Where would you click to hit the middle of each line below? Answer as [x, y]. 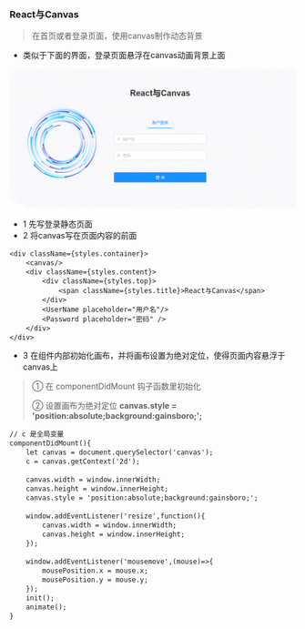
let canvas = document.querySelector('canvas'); [120, 452]
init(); [40, 598]
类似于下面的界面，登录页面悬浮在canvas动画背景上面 [124, 56]
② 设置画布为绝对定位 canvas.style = [104, 406]
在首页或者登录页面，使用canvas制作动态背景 [117, 36]
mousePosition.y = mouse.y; [95, 580]
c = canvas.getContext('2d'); [83, 462]
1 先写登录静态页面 [57, 224]
